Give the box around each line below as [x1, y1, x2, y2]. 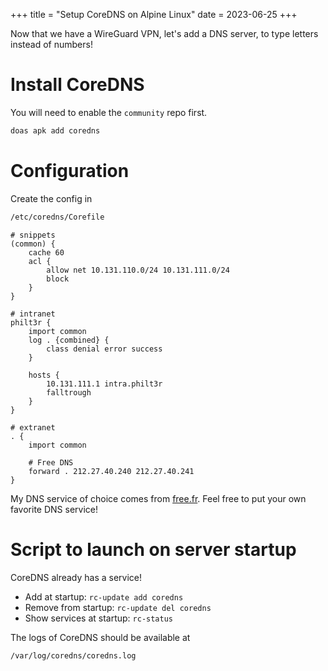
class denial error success [46, 344, 163, 354]
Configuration [10, 160, 130, 182]
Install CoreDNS [10, 74, 145, 96]
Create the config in [10, 192, 93, 204]
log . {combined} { [28, 335, 110, 345]
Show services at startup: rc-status [24, 612, 173, 624]
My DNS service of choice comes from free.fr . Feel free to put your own [10, 492, 307, 504]
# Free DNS [28, 457, 74, 468]
